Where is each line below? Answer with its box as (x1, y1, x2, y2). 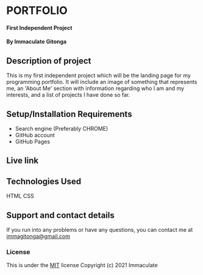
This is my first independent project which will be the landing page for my (6, 72, 191, 79)
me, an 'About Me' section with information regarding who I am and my (6, 85, 185, 92)
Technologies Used (6, 176, 81, 186)
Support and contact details (6, 210, 115, 220)
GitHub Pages (15, 138, 51, 145)
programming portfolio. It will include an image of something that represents (6, 78, 198, 86)
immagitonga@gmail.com (6, 232, 71, 240)
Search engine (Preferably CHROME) (15, 125, 109, 132)
